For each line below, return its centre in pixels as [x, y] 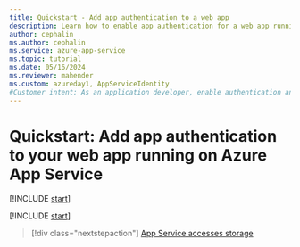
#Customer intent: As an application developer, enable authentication [145, 92]
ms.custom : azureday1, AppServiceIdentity [89, 84]
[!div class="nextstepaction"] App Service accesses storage [142, 234]
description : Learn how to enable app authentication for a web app [139, 26]
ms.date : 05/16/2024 [48, 68]
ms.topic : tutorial [46, 59]
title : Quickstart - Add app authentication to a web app [119, 17]
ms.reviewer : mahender [51, 76]
